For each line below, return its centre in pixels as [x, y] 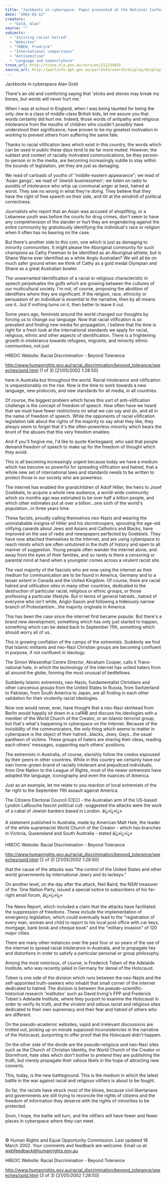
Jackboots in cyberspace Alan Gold [42, 84]
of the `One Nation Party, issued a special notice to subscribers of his [76, 889]
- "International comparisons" [42, 51]
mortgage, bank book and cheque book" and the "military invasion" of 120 [81, 928]
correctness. [18, 202]
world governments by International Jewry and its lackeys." [66, 875]
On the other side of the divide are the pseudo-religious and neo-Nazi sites [82, 1045]
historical [15, 994]
